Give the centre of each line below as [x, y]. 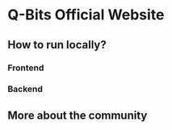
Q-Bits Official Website [86, 15]
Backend [25, 89]
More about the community [78, 115]
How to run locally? [57, 45]
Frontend [26, 68]
